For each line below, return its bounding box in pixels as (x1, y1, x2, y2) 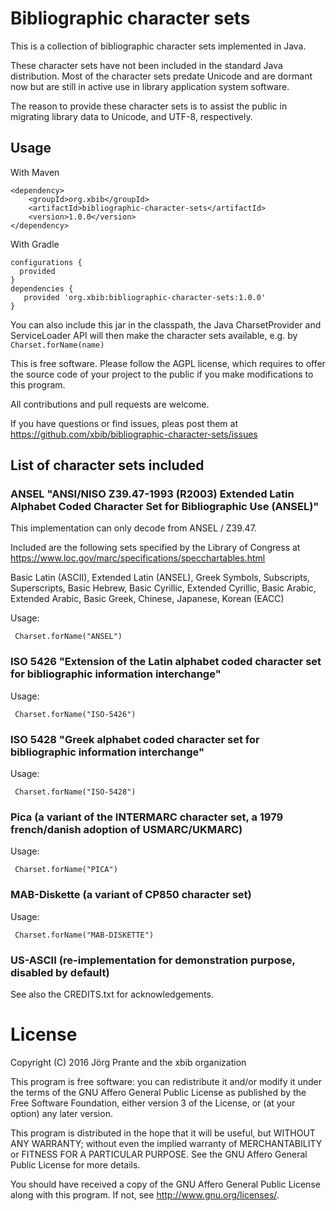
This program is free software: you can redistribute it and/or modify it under (10, 1075, 322, 1087)
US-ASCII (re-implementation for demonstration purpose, (10, 953, 296, 967)
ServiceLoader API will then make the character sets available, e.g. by (10, 329, 298, 341)
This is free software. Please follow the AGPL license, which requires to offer (10, 357, 326, 369)
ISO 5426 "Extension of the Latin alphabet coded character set (10, 655, 322, 669)
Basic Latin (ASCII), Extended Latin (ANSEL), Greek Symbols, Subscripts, (10, 572, 311, 584)
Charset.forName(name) (10, 340, 105, 350)
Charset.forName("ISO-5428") (14, 787, 137, 797)
